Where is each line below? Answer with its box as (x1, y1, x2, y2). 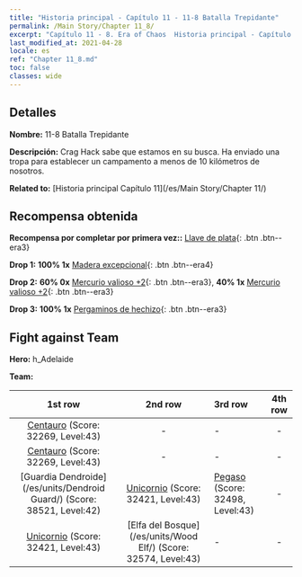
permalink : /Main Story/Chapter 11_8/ (9, 22, 155, 31)
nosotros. (9, 165, 45, 176)
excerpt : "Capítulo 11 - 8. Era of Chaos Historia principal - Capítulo (9, 30, 292, 39)
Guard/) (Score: (30, 493, 97, 506)
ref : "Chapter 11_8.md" (9, 55, 99, 64)
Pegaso (214, 471, 246, 484)
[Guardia (20, 471, 58, 484)
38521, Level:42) (26, 504, 102, 517)
